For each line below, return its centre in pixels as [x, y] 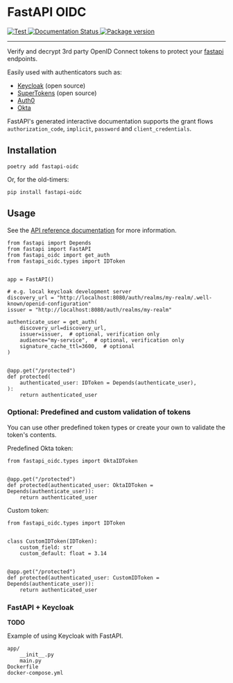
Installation [32, 150]
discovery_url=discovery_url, [63, 328]
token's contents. [32, 434]
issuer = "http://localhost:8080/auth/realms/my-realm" [89, 310]
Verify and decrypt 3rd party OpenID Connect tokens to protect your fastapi [115, 51]
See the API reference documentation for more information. [92, 230]
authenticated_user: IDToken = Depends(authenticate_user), [108, 383]
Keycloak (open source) [51, 85]
